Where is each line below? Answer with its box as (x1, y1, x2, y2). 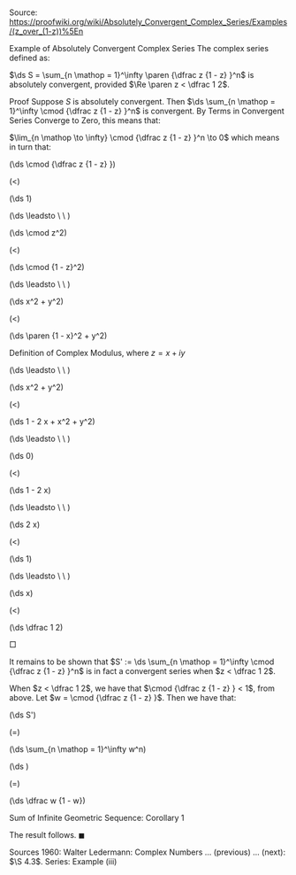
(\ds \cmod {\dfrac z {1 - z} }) (9, 159, 117, 170)
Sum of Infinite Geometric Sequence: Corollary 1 (9, 813, 185, 824)
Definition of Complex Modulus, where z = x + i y (9, 348, 186, 359)
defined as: (9, 52, 50, 64)
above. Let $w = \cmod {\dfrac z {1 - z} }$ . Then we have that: (9, 693, 237, 703)
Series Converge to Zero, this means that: (9, 115, 161, 126)
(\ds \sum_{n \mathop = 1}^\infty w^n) (9, 744, 147, 755)
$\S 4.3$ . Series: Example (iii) (9, 856, 118, 867)
